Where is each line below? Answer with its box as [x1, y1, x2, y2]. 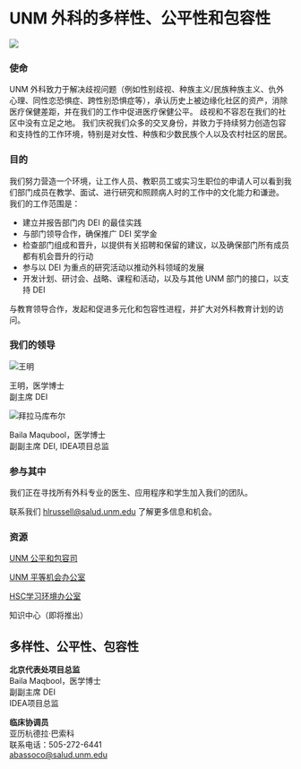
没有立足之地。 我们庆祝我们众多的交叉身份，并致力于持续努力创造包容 [24, 117, 287, 128]
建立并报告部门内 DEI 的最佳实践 [21, 217, 142, 228]
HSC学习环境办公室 [9, 591, 82, 601]
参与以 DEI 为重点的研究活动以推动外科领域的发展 [21, 262, 204, 272]
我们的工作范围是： [9, 198, 81, 209]
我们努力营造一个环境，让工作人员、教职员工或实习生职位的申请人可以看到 [9, 176, 284, 186]
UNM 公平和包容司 [9, 553, 78, 564]
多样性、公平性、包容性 [9, 638, 139, 654]
